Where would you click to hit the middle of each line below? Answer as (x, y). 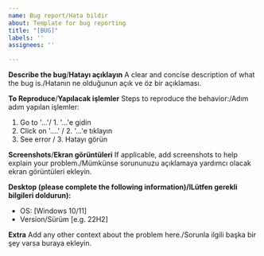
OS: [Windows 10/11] (53, 211)
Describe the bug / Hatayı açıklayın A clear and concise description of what (132, 75)
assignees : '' (32, 45)
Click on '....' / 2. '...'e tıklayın (66, 131)
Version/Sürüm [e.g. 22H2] (64, 219)
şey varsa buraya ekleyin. (50, 243)
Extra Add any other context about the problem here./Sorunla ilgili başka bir (132, 235)
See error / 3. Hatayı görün (64, 139)
